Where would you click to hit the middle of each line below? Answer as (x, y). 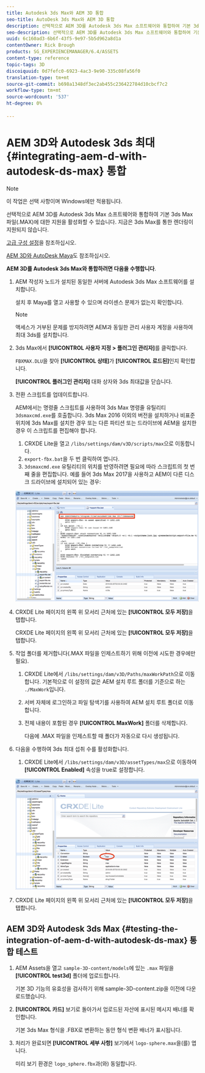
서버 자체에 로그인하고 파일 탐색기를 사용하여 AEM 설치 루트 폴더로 (103, 702)
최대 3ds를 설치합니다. (42, 334)
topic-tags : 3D (26, 64)
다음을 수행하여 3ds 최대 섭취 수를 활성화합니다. (72, 749)
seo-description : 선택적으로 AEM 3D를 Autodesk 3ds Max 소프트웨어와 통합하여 (99, 32)
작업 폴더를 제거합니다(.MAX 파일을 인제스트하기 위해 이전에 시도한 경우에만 (105, 653)
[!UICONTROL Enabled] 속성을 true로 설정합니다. (85, 770)
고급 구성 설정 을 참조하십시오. (41, 243)
